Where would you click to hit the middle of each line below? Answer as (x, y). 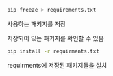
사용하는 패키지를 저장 (37, 23)
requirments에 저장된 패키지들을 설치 (57, 65)
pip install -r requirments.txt (53, 51)
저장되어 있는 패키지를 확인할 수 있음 (55, 38)
